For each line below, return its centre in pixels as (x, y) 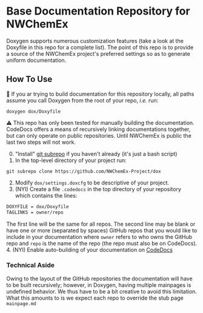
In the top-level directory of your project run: (71, 160)
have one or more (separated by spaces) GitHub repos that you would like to (102, 230)
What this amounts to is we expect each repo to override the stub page (95, 298)
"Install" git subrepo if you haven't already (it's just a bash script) (96, 153)
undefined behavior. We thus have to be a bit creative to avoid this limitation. (101, 291)
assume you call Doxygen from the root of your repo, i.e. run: (82, 100)
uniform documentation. (36, 60)
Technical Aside (31, 265)
